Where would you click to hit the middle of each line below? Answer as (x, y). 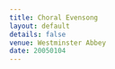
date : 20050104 (38, 51)
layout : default (40, 26)
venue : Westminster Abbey (57, 43)
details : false (38, 34)
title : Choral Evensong (54, 17)
